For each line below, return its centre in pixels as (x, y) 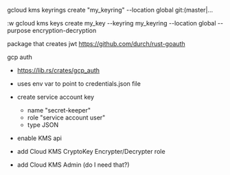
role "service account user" (66, 117)
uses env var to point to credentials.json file (79, 84)
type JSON (43, 125)
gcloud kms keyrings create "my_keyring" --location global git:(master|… (110, 10)
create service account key (56, 97)
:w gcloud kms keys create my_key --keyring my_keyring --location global (112, 23)
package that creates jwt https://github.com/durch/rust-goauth (96, 44)
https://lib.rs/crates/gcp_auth (58, 70)
